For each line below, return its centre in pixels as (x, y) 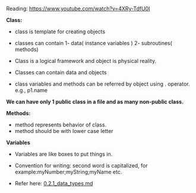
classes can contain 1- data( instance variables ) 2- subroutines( (93, 43)
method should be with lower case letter (64, 131)
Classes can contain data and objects (61, 72)
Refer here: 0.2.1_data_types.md (54, 183)
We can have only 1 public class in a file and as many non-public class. (95, 102)
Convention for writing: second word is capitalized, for (81, 165)
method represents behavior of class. (61, 125)
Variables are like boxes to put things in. (64, 154)
